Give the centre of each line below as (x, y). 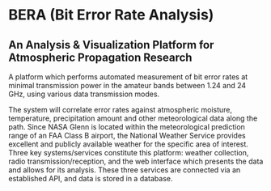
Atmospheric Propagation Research (100, 57)
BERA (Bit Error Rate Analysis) (111, 15)
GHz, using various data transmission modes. (84, 94)
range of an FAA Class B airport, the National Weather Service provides (127, 136)
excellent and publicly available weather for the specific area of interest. (129, 144)
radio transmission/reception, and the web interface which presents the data (136, 161)
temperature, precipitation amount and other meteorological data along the (133, 118)
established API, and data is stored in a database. (91, 178)
